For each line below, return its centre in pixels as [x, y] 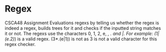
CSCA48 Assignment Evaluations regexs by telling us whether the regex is [82, 23]
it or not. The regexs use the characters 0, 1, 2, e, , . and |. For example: [79, 33]
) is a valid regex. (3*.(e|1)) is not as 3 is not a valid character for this [86, 39]
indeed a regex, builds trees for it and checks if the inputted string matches [83, 28]
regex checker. [20, 44]
